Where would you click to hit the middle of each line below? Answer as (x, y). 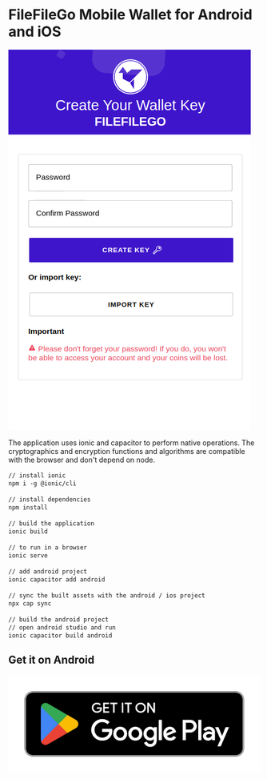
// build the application (51, 523)
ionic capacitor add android (57, 579)
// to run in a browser (48, 547)
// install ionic (37, 475)
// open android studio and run (62, 627)
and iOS (35, 32)
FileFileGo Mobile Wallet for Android (131, 15)
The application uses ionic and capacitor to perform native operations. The (132, 443)
